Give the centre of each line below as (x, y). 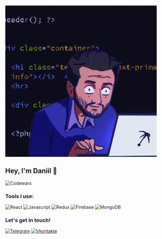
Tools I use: (20, 196)
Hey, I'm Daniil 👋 (31, 171)
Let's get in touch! (28, 220)
